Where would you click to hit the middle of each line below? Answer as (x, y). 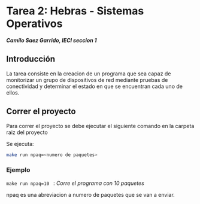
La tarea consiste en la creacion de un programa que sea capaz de (89, 74)
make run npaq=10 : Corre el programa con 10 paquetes (75, 183)
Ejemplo (18, 170)
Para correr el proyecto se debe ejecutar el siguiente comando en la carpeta (100, 126)
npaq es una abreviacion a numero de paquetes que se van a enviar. (90, 194)
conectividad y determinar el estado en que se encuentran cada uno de (94, 86)
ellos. (13, 92)
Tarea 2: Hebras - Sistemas (75, 11)
